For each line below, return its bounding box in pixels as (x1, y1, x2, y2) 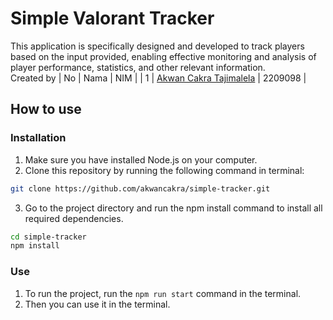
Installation (10, 131, 67, 145)
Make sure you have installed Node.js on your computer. (24, 153, 258, 166)
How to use (10, 101, 82, 118)
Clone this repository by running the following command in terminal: (24, 164, 305, 176)
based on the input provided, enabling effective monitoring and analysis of (10, 50, 317, 62)
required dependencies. (24, 212, 124, 224)
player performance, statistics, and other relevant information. (10, 61, 266, 73)
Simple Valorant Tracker (10, 7, 215, 30)
